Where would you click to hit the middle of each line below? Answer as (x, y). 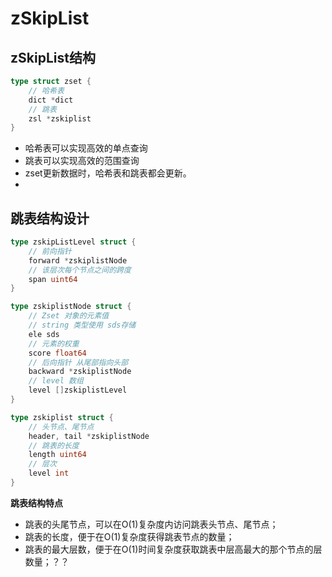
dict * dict (51, 100)
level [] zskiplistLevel (78, 390)
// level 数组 (56, 381)
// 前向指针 (50, 251)
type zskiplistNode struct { (71, 307)
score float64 (57, 353)
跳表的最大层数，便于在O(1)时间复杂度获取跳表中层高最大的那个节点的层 (173, 549)
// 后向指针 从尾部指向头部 (78, 362)
